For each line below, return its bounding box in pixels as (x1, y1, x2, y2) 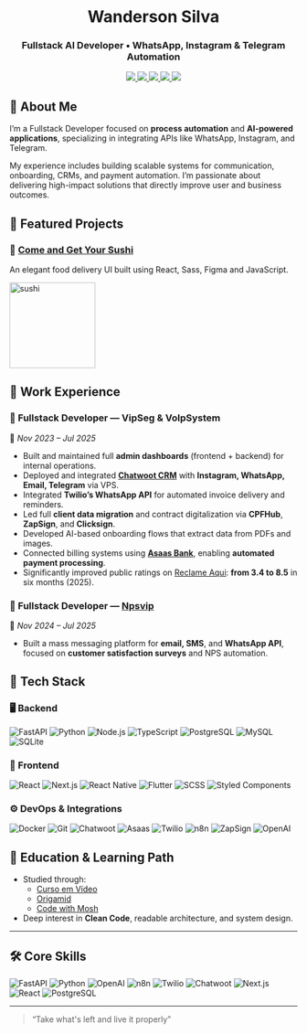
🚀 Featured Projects (9, 216, 124, 231)
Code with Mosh (36, 903, 99, 914)
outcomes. (9, 189, 50, 200)
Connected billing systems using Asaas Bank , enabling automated (22, 547, 275, 559)
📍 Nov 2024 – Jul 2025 (9, 620, 97, 631)
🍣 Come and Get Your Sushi (9, 243, 134, 256)
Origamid (36, 893, 71, 904)
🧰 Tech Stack (9, 674, 86, 689)
